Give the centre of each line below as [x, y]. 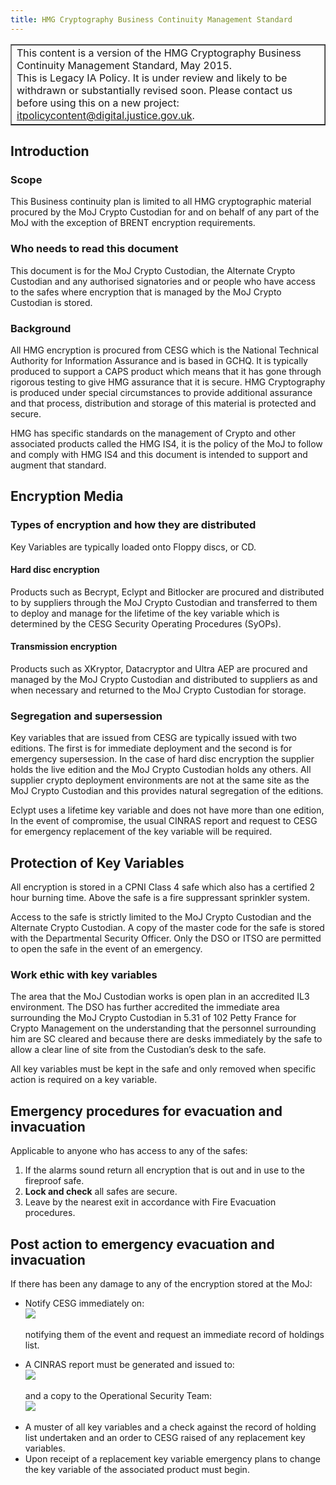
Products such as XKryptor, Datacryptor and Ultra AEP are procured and [159, 669]
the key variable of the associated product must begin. [137, 1470]
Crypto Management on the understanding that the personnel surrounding [163, 1028]
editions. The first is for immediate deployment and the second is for [151, 748]
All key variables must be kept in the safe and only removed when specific [163, 1069]
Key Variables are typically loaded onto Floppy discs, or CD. [133, 547]
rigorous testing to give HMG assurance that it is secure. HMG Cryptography [168, 382]
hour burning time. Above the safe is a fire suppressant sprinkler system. [160, 898]
